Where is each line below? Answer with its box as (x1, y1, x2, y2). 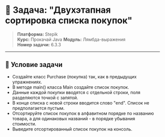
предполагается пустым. (12, 105, 65, 111)
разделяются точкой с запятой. (12, 95, 79, 101)
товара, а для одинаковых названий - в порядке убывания (12, 115, 135, 121)
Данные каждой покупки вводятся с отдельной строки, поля (12, 89, 141, 95)
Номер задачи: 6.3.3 (17, 41, 61, 47)
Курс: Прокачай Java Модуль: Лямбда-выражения (17, 36, 126, 42)
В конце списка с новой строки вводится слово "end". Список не (12, 100, 150, 105)
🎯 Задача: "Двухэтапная (5, 4, 111, 16)
